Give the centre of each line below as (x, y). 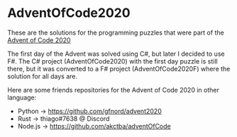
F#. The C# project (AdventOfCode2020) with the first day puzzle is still (112, 61)
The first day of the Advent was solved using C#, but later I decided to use (116, 54)
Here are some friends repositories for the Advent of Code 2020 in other (114, 90)
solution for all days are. (43, 76)
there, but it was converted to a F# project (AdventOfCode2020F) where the (119, 68)
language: (22, 97)
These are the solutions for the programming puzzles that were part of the (116, 32)
